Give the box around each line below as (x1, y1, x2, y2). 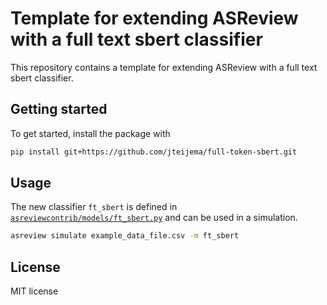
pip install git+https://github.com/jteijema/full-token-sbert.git (10, 147, 298, 157)
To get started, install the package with (10, 127, 171, 139)
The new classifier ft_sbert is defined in (10, 201, 178, 213)
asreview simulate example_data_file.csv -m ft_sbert (10, 231, 240, 241)
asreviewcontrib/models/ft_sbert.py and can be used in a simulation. (10, 212, 298, 224)
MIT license (10, 285, 59, 297)
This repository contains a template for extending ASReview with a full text (10, 61, 318, 73)
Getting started (10, 101, 108, 118)
